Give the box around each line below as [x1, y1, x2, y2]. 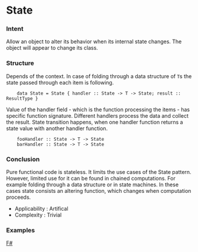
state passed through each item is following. [6, 79, 114, 86]
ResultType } [6, 95, 38, 101]
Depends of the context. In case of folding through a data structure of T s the [6, 72, 192, 80]
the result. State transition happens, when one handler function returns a [6, 118, 183, 125]
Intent [6, 25, 24, 33]
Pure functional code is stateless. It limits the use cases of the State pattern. [6, 169, 191, 176]
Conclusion [6, 155, 40, 163]
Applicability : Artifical [14, 205, 69, 212]
